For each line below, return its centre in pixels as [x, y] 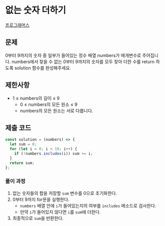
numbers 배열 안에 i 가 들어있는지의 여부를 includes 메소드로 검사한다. [88, 205]
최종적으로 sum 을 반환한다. [38, 218]
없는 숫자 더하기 [36, 10]
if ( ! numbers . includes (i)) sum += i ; [54, 153]
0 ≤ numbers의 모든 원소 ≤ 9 [49, 104]
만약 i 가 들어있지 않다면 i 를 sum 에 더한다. [60, 212]
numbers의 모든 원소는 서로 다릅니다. [57, 110]
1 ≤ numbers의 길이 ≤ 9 [36, 98]
